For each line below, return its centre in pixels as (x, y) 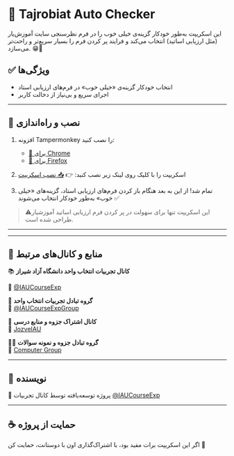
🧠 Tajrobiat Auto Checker (82, 14)
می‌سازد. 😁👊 (25, 48)
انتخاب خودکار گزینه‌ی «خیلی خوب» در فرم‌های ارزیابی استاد (95, 87)
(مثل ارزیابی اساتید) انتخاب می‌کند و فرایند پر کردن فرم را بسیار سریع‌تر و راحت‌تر (113, 40)
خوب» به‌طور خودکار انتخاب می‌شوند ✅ (69, 198)
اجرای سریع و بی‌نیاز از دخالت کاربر (63, 94)
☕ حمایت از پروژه (42, 424)
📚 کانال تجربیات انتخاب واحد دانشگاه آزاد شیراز (69, 272)
